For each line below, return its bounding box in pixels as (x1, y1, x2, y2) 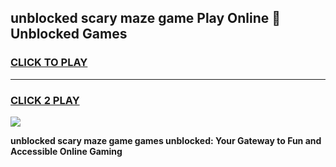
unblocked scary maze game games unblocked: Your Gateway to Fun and (10, 134, 322, 146)
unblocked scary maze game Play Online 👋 (10, 10, 282, 27)
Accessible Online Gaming (10, 145, 123, 157)
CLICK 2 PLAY (10, 93, 80, 107)
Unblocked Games (10, 26, 128, 43)
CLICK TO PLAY (10, 56, 88, 70)
